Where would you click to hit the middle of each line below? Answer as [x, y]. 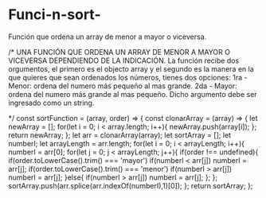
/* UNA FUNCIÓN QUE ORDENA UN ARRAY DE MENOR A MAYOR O [119, 52]
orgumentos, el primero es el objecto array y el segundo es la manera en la [131, 68]
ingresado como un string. [51, 103]
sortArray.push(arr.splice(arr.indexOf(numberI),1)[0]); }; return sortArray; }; [131, 185]
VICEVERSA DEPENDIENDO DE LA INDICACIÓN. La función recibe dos [124, 60]
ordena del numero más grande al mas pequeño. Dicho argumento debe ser [133, 94]
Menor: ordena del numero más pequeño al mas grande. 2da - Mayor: [123, 86]
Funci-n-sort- [55, 15]
